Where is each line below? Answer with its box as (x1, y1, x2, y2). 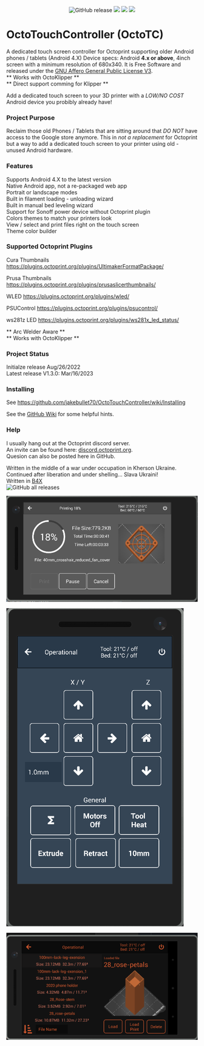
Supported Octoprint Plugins (6, 242, 93, 251)
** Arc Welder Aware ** (6, 328, 66, 335)
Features (6, 162, 33, 170)
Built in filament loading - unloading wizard (6, 195, 114, 202)
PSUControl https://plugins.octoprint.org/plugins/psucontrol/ (6, 304, 158, 312)
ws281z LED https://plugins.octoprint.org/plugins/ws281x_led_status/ (6, 316, 179, 323)
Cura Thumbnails (6, 256, 50, 264)
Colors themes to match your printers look (6, 214, 112, 222)
